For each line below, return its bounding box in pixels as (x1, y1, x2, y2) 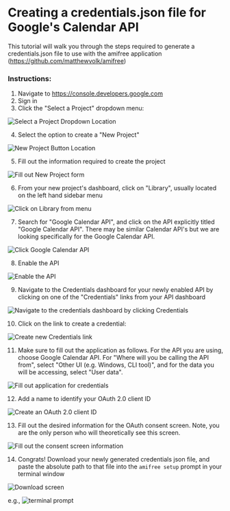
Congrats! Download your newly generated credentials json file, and (17, 455, 210, 464)
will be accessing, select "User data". (17, 368, 123, 376)
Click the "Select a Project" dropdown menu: (17, 104, 144, 113)
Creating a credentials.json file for (8, 5, 206, 21)
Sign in (17, 97, 38, 105)
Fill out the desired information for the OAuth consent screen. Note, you (17, 421, 220, 430)
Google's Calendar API (8, 19, 139, 35)
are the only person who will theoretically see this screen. (17, 429, 181, 437)
